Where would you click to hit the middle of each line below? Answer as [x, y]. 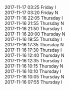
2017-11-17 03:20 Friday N [31, 13]
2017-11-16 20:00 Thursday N [35, 34]
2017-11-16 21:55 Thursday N [34, 23]
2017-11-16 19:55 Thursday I [33, 39]
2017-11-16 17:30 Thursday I [33, 50]
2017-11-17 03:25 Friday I [30, 7]
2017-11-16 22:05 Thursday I [34, 18]
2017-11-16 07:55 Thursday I [34, 82]
